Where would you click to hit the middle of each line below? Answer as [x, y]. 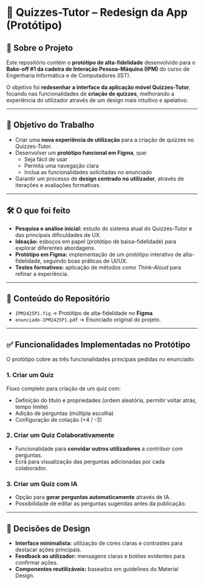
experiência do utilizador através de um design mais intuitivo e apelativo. [97, 100]
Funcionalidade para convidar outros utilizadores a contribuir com [99, 448]
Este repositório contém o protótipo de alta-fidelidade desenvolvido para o [101, 62]
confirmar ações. [36, 562]
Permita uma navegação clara [61, 165]
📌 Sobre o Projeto [40, 48]
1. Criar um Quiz [30, 375]
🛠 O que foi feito [39, 211]
